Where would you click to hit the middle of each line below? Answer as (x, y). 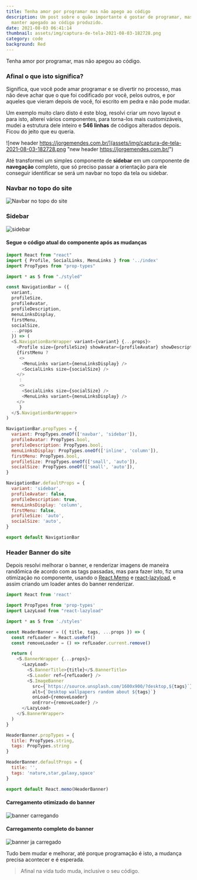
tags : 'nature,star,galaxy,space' (53, 773)
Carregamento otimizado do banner (50, 802)
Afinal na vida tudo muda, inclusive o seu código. (80, 871)
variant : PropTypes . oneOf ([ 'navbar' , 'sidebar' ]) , (74, 434)
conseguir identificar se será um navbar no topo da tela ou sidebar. (87, 173)
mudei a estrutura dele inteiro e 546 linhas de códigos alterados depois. (94, 125)
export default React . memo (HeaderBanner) (57, 789)
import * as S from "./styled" (44, 277)
